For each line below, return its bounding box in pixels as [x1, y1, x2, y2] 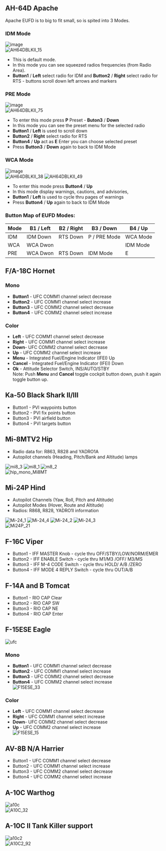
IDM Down [27, 233, 52, 240]
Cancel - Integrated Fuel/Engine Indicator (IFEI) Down [12, 360, 124, 366]
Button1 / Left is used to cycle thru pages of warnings [12, 194, 124, 200]
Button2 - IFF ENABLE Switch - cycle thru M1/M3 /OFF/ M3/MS [12, 556, 143, 562]
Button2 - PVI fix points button [12, 409, 76, 415]
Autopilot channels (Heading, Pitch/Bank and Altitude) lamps [12, 454, 138, 460]
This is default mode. [12, 56, 56, 63]
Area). [12, 68, 26, 74]
